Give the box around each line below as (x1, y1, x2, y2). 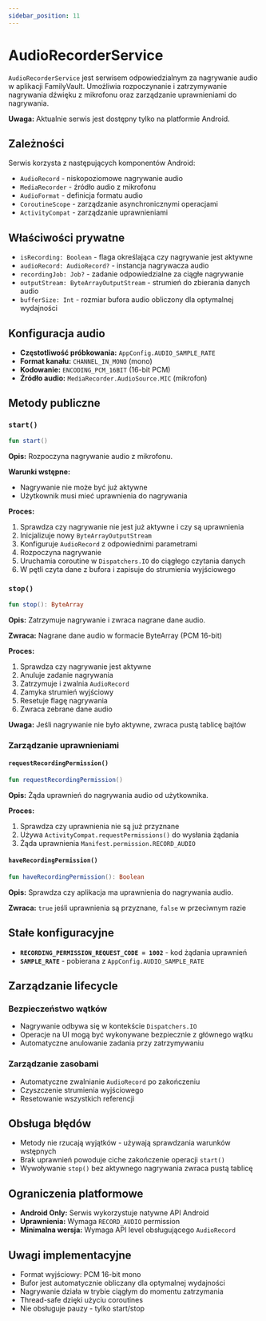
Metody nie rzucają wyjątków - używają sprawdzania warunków (19, 1138, 231, 1148)
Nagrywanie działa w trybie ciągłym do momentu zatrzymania (19, 1287, 224, 1296)
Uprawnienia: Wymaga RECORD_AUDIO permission (19, 1217, 181, 1226)
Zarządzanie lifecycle (8, 979, 118, 993)
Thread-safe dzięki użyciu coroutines (19, 1295, 144, 1305)
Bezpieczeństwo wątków (8, 1003, 108, 1014)
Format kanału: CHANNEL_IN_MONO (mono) (19, 356, 153, 365)
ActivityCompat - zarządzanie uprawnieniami (19, 207, 169, 217)
